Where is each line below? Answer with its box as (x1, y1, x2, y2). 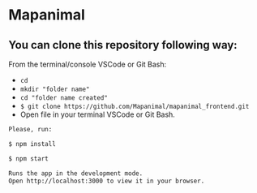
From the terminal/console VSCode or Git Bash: (8, 59, 167, 69)
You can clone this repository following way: (8, 38, 238, 52)
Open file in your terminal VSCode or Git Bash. (19, 109, 176, 119)
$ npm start (8, 154, 49, 163)
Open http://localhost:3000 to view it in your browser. (8, 177, 205, 185)
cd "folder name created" (19, 94, 108, 102)
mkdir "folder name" (19, 85, 90, 93)
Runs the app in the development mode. (8, 169, 143, 178)
